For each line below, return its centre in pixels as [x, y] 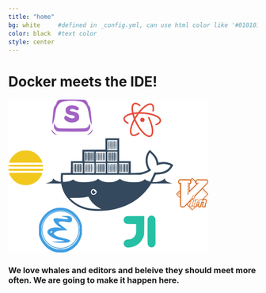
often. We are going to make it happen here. [94, 280]
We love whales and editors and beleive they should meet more [132, 271]
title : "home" [32, 17]
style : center [32, 42]
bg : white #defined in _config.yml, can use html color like [118, 25]
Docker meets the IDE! [83, 82]
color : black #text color [53, 33]
